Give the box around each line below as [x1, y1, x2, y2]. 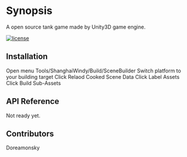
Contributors [6, 128, 54, 138]
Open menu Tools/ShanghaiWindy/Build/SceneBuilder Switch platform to [6, 67, 181, 74]
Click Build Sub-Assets [6, 79, 61, 86]
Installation [6, 51, 48, 62]
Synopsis [6, 4, 53, 18]
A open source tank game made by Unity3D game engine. [6, 23, 146, 30]
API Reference [6, 96, 60, 106]
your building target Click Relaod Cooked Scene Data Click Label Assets [6, 73, 180, 80]
